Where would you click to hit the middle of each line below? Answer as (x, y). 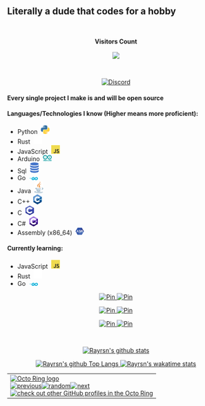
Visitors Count (116, 41)
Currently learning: (35, 249)
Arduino (28, 159)
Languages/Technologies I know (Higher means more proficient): (103, 114)
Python (27, 131)
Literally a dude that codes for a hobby (91, 11)
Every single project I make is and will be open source (86, 98)
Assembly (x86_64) (45, 232)
